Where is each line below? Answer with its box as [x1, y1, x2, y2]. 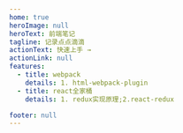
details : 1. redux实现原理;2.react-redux [25, 94, 175, 104]
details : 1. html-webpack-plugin [25, 78, 149, 87]
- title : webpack [17, 70, 81, 79]
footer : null [9, 111, 57, 120]
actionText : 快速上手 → [9, 46, 91, 55]
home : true [9, 12, 50, 22]
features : [9, 63, 46, 71]
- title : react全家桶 [17, 86, 93, 95]
